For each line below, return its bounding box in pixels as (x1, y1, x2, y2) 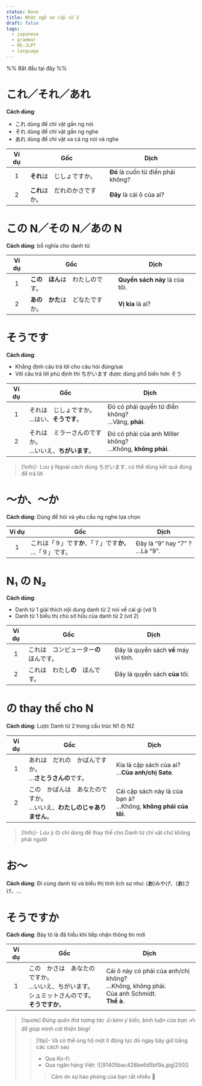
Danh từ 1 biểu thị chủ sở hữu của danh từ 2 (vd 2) (14, 612, 139, 620)
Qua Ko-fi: (44, 1055, 71, 1062)
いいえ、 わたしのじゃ (34, 803, 94, 812)
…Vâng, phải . (107, 417, 145, 425)
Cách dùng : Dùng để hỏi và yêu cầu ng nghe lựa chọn (6, 513, 141, 520)
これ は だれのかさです (29, 186, 97, 195)
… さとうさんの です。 (29, 774, 88, 782)
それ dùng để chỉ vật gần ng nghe (14, 128, 99, 135)
